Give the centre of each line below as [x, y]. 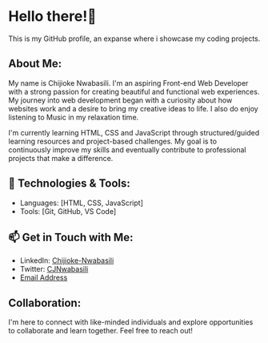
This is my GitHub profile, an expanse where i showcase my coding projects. [134, 38]
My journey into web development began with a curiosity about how [120, 100]
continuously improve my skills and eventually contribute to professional [127, 149]
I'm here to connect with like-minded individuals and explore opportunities [131, 322]
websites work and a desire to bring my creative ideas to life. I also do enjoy [133, 108]
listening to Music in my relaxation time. [74, 117]
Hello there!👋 [53, 16]
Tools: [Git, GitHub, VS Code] [68, 211]
